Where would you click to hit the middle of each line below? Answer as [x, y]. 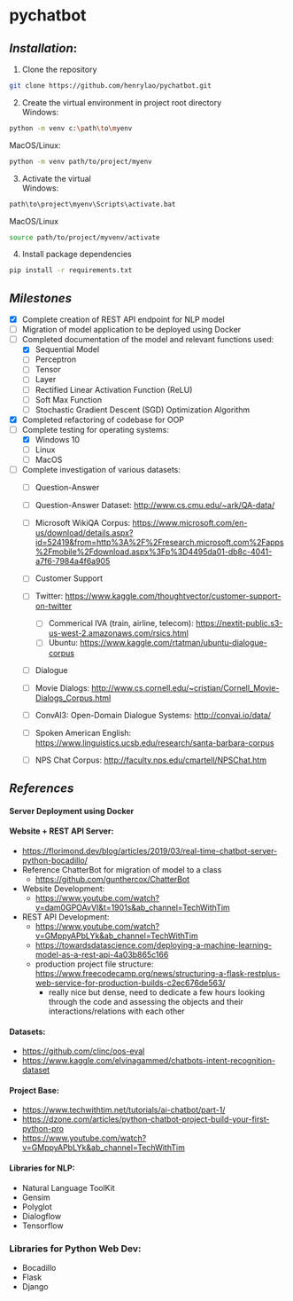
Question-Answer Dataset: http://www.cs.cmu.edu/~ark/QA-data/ [155, 506]
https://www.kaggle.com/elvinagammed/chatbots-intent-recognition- [149, 1061]
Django [35, 1286]
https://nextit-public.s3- [239, 623]
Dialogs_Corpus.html [73, 698]
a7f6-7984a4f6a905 [73, 561]
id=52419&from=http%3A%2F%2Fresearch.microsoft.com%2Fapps [160, 543]
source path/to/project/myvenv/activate [85, 237]
